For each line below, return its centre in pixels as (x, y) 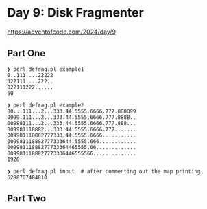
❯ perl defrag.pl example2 (46, 105)
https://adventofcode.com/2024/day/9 (62, 32)
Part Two (27, 198)
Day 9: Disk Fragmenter (75, 13)
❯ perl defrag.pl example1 (46, 69)
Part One (26, 53)
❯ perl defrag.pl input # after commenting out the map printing (104, 171)
